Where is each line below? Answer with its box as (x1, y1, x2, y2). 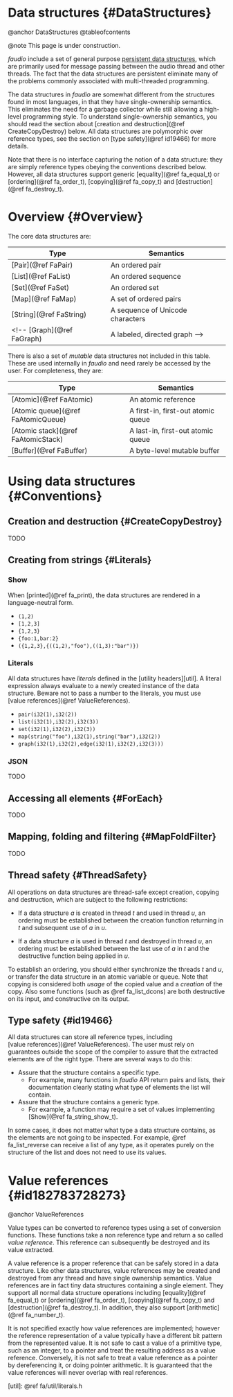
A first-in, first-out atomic (129, 406, 215, 415)
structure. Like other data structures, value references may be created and (8, 1267, 221, 1275)
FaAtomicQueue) (11, 414, 66, 424)
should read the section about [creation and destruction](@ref (8, 119, 185, 128)
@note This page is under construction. (8, 41, 121, 49)
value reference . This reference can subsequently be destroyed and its (8, 1238, 210, 1246)
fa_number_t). (25, 1311, 65, 1319)
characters (110, 314, 146, 323)
